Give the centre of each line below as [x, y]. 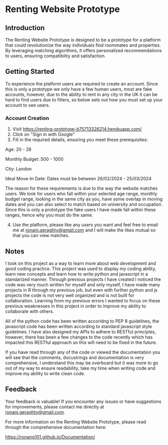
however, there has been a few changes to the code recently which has [79, 337]
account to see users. [28, 105]
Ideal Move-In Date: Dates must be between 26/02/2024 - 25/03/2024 [78, 179]
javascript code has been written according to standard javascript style [78, 326]
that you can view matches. [41, 236]
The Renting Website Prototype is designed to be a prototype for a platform [83, 40]
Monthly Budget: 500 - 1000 [34, 159]
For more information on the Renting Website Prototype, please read [76, 422]
